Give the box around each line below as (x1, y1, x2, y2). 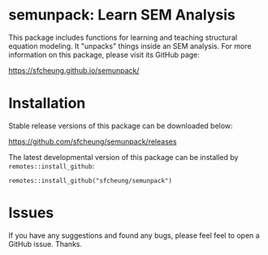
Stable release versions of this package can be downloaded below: (8, 120, 233, 131)
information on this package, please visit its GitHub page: (8, 50, 201, 59)
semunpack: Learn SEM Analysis (8, 6, 236, 24)
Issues (8, 204, 54, 223)
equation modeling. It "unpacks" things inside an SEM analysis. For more (8, 41, 252, 50)
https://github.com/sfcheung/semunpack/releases (8, 136, 177, 146)
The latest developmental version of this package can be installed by (8, 152, 239, 162)
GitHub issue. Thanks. (8, 239, 83, 249)
